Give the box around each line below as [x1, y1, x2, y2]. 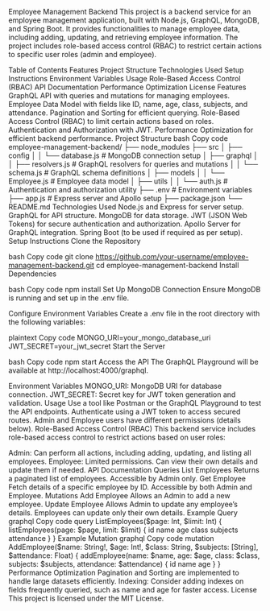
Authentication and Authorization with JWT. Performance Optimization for [8, 125, 254, 134]
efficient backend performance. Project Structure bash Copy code [8, 134, 228, 143]
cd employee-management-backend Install [95, 261, 239, 270]
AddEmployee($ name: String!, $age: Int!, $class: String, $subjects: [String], [8, 543, 259, 551]
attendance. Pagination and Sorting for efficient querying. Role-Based [8, 108, 240, 118]
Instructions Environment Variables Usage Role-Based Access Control [8, 74, 241, 83]
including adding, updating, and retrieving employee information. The [8, 32, 239, 42]
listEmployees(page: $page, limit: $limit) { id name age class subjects [8, 525, 239, 535]
